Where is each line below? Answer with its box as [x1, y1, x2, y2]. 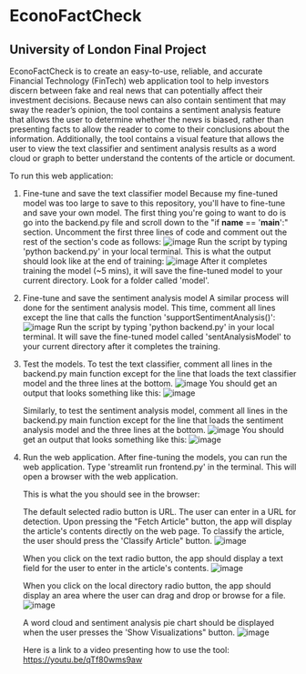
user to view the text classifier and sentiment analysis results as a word [9, 143, 277, 154]
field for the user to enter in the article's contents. [22, 563, 209, 573]
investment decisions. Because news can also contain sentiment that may [9, 95, 287, 106]
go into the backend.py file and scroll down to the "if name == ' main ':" [22, 217, 289, 227]
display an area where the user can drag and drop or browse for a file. [22, 590, 286, 600]
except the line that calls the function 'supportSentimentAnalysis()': [22, 312, 276, 323]
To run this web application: [9, 170, 114, 181]
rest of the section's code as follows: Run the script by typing [22, 236, 288, 246]
